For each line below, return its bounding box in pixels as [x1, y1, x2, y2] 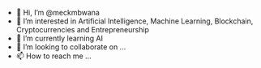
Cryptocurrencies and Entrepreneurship [15, 25, 150, 34]
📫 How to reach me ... [15, 51, 92, 61]
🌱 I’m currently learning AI [15, 33, 104, 43]
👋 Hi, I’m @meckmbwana [15, 8, 100, 17]
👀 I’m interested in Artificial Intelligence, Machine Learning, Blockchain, [15, 16, 254, 26]
